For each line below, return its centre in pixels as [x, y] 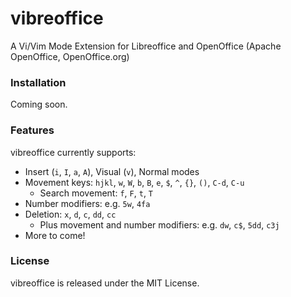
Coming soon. [39, 104]
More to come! [55, 235]
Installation [38, 82]
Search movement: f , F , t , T [96, 193]
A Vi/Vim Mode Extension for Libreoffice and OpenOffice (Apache [146, 46]
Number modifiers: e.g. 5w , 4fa [87, 203]
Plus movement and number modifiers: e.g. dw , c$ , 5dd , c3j [159, 224]
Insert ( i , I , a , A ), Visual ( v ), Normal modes [112, 171]
